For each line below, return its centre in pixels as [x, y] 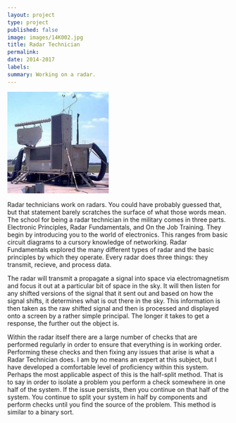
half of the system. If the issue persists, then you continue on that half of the [118, 389]
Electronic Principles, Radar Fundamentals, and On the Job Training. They [114, 227]
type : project [28, 22]
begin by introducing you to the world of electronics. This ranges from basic [118, 234]
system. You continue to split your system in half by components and [107, 397]
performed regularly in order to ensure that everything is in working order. [114, 344]
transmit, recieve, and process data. [60, 264]
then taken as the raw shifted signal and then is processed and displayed [113, 308]
